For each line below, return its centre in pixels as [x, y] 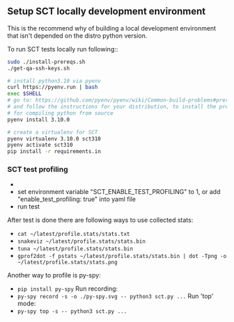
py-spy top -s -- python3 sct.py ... [72, 312]
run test [29, 207]
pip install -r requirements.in [54, 152]
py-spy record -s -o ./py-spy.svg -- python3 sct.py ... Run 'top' [115, 296]
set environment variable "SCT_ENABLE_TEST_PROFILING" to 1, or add [119, 192]
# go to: [20, 100]
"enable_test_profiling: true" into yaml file [76, 199]
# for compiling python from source [60, 113]
